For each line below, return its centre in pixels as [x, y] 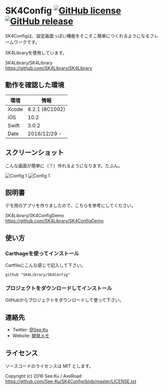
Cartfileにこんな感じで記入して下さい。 [45, 265]
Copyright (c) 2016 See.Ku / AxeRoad [43, 376]
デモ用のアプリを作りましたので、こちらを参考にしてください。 [71, 206]
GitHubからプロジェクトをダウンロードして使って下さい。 [65, 300]
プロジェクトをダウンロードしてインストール [59, 288]
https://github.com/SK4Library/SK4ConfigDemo [54, 221]
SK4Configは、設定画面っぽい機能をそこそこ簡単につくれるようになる [78, 36]
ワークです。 [27, 42]
